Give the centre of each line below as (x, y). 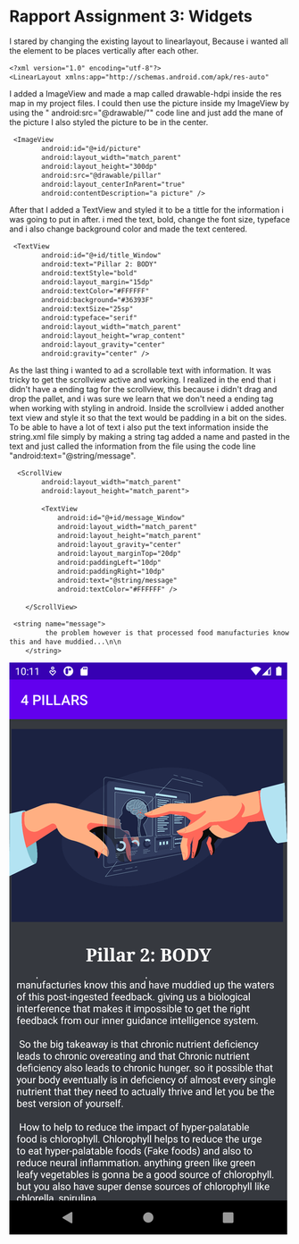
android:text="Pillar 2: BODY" (100, 264)
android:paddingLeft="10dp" (109, 562)
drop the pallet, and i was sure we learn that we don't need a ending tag (141, 399)
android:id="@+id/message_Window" (121, 517)
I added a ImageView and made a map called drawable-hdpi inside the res (145, 93)
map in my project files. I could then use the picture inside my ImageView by (149, 103)
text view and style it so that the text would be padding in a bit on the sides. (148, 417)
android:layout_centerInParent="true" (113, 184)
